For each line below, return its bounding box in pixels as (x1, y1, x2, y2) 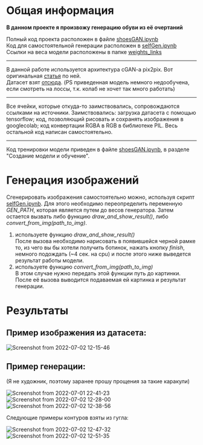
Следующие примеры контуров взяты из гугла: (6, 413, 129, 421)
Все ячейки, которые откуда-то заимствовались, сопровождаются (6, 102, 180, 110)
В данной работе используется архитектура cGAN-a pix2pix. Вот (6, 65, 173, 73)
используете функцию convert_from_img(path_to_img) (14, 263, 153, 270)
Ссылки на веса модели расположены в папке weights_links (6, 48, 162, 55)
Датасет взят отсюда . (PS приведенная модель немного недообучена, (6, 78, 190, 85)
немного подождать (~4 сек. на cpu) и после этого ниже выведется (14, 250, 192, 258)
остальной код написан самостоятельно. (6, 128, 113, 135)
